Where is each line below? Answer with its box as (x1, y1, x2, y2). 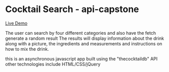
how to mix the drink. (5, 46, 49, 52)
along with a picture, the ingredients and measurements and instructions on (5, 40, 162, 46)
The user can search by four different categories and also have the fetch (5, 30, 156, 36)
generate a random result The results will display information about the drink (5, 35, 164, 41)
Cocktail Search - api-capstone (5, 4, 139, 15)
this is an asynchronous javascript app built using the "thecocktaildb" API (5, 55, 158, 61)
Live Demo (5, 20, 28, 26)
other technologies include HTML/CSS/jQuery (5, 61, 101, 67)
